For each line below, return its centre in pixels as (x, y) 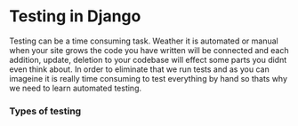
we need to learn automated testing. (76, 88)
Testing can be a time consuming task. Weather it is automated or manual (144, 41)
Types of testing (45, 111)
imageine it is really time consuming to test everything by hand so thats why (148, 78)
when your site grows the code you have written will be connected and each (149, 50)
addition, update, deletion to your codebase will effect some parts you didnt (148, 59)
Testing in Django (75, 16)
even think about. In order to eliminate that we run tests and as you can (139, 69)
